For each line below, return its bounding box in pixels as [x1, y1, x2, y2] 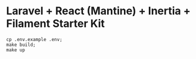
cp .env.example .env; [6, 36, 63, 42]
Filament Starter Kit [6, 17, 105, 30]
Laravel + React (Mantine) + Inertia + [6, 4, 191, 18]
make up [6, 46, 26, 53]
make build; [6, 42, 36, 48]
